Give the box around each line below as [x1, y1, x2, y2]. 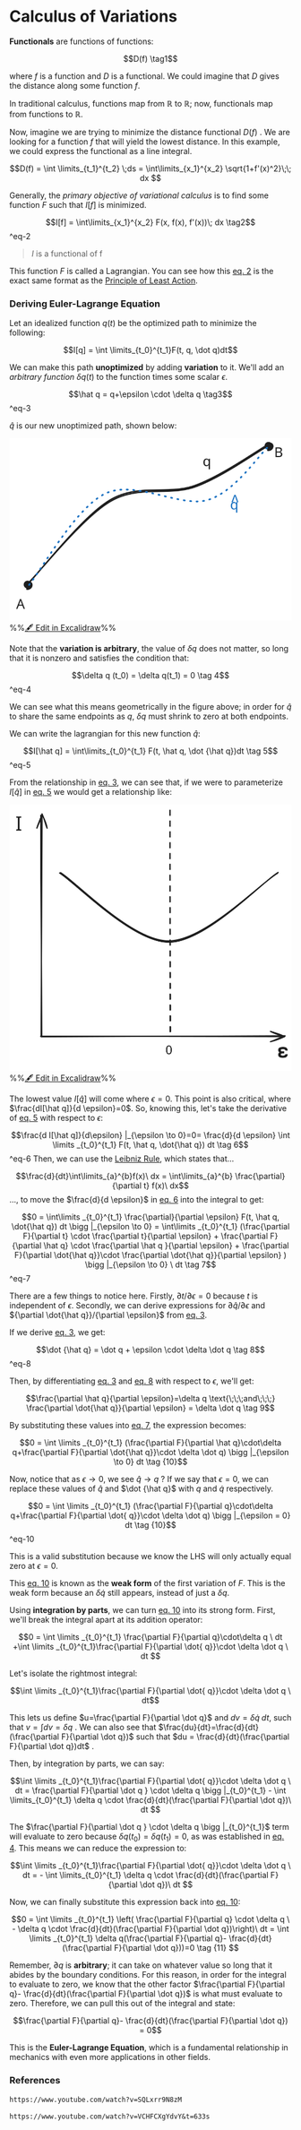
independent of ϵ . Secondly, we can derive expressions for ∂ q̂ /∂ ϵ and [9, 1300, 266, 1310]
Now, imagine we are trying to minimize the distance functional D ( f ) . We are [9, 126, 291, 137]
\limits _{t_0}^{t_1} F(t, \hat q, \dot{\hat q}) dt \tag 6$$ [52, 1140, 249, 1150]
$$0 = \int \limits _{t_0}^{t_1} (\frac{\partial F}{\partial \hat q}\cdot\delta [19, 1437, 282, 1448]
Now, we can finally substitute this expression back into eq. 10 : [9, 1896, 241, 1907]
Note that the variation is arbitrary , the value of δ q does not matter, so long [9, 642, 289, 653]
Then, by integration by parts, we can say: [9, 1758, 165, 1769]
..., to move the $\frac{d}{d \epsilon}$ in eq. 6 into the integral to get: [9, 1194, 264, 1204]
